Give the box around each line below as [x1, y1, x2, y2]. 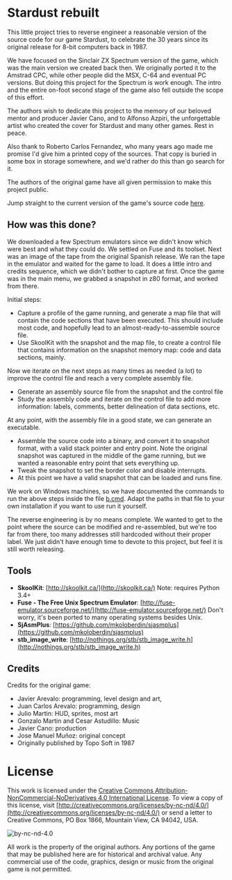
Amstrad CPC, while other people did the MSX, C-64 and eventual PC [7, 71, 206, 79]
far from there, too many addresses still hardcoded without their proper [7, 530, 211, 538]
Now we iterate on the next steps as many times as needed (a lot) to [7, 367, 203, 375]
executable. [7, 423, 41, 431]
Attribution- [155, 786, 188, 794]
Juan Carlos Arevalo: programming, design [17, 702, 140, 710]
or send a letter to [161, 808, 213, 817]
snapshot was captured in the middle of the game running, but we [17, 451, 206, 460]
